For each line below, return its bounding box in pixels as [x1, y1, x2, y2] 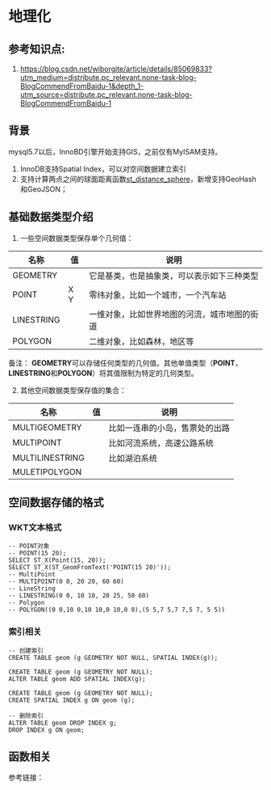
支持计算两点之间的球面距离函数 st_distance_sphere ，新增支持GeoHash [19, 174, 256, 184]
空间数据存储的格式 [8, 496, 104, 509]
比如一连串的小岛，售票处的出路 [108, 422, 230, 433]
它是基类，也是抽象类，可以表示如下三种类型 [88, 270, 259, 281]
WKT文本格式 [8, 522, 62, 533]
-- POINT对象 [8, 543, 50, 551]
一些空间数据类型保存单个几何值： [19, 233, 134, 243]
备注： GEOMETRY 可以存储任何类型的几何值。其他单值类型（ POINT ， [8, 357, 243, 368]
